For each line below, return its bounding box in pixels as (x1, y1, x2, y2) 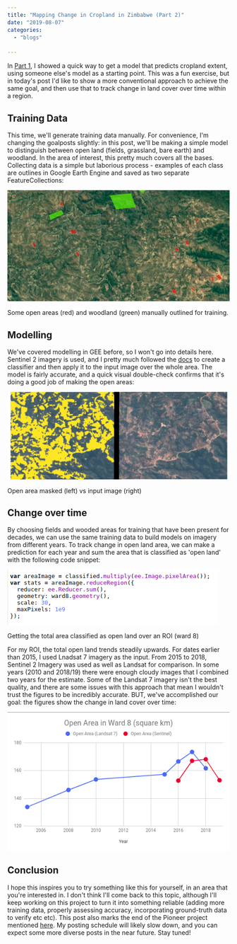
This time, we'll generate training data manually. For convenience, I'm (7, 131, 209, 139)
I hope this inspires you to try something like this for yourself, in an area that (7, 883, 228, 892)
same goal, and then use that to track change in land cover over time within (7, 84, 226, 93)
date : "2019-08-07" (7, 18, 65, 26)
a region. (7, 92, 33, 100)
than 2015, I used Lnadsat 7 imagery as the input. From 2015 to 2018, (7, 653, 207, 662)
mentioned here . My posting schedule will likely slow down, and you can (7, 921, 218, 929)
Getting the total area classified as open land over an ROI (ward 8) (7, 632, 200, 640)
